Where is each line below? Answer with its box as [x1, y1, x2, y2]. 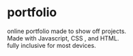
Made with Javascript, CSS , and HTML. [7, 34, 119, 42]
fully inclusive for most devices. [7, 41, 97, 49]
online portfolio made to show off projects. [7, 27, 127, 35]
